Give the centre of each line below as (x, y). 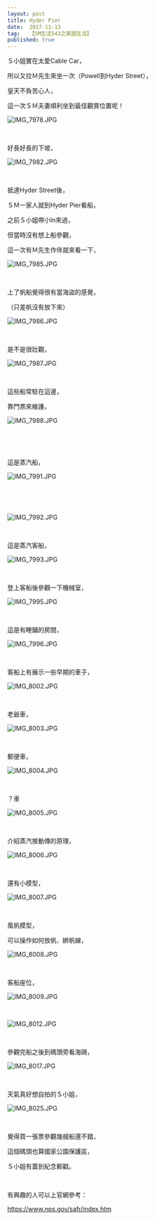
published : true (31, 40)
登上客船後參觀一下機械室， (47, 587)
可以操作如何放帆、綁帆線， (47, 941)
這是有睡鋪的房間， (35, 630)
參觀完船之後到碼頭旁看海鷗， (50, 1052)
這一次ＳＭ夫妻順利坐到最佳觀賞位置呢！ (66, 106)
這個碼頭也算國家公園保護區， (50, 1152)
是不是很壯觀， (29, 350)
